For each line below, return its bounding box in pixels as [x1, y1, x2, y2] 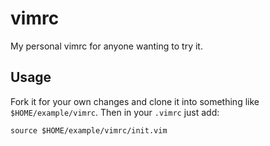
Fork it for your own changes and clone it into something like [10, 95, 260, 107]
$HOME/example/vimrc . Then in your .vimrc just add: [10, 106, 220, 118]
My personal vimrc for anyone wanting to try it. [10, 40, 203, 52]
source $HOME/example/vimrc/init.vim [10, 125, 168, 136]
